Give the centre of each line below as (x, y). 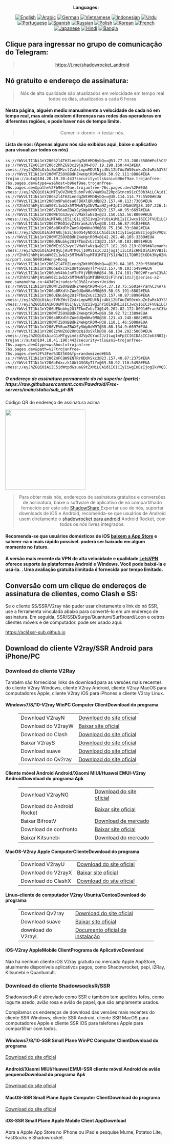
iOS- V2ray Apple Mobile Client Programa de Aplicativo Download (74, 950)
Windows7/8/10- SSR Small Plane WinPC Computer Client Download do (82, 1040)
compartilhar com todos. (31, 1029)
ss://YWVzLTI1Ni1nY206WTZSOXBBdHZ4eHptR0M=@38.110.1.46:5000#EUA (76, 323)
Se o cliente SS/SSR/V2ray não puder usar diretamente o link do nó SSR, (82, 606)
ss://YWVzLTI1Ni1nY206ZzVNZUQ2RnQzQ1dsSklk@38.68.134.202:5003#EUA (79, 331)
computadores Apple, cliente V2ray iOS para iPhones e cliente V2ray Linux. (85, 693)
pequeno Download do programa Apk (45, 1074)
